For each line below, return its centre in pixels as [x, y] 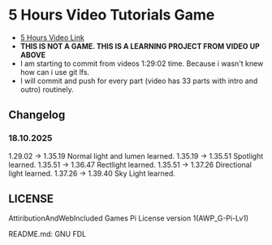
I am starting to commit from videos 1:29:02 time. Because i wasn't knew [142, 63]
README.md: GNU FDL [47, 234]
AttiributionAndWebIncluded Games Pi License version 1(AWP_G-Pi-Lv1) [129, 218]
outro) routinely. [47, 89]
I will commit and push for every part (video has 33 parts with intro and [139, 81]
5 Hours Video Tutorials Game [112, 15]
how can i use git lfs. [55, 72]
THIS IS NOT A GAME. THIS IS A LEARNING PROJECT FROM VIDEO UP [140, 46]
